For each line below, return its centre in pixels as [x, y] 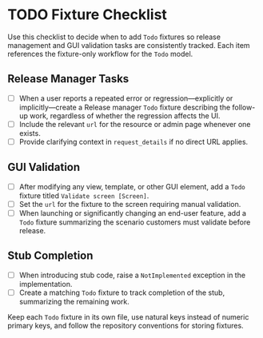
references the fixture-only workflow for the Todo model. [100, 54]
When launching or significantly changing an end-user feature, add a [133, 213]
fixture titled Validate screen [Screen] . [84, 195]
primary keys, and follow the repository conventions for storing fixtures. [126, 325]
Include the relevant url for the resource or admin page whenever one [135, 124]
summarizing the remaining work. [74, 301]
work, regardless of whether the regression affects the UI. [125, 115]
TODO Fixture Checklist [87, 15]
